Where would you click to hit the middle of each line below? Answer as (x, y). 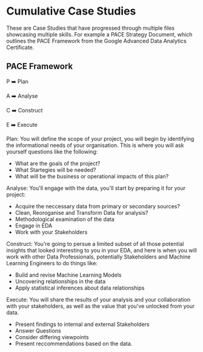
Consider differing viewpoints (52, 337)
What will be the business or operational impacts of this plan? (92, 176)
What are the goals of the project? (58, 163)
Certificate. (20, 47)
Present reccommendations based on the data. (74, 344)
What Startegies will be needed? (55, 170)
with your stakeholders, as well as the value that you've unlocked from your (101, 306)
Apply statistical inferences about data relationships (80, 288)
